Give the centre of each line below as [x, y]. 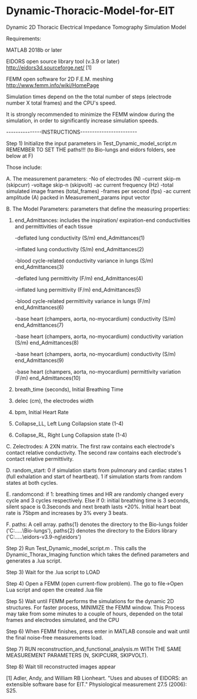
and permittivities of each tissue [54, 226]
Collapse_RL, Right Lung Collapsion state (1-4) [71, 435]
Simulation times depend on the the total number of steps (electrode [89, 96]
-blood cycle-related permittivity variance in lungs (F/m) [83, 301]
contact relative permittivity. [40, 459]
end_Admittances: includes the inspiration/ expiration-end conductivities [102, 220]
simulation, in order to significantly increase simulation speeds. [82, 120]
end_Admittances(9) [39, 360]
